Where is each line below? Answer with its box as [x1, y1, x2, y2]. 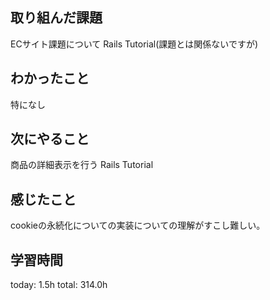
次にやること [10, 131, 90, 148]
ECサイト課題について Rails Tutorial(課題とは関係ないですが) [10, 38, 259, 50]
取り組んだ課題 [10, 9, 103, 27]
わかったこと [10, 70, 90, 87]
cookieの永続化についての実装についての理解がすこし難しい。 [10, 219, 266, 232]
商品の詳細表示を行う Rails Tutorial [10, 159, 154, 171]
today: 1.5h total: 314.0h [10, 279, 108, 291]
